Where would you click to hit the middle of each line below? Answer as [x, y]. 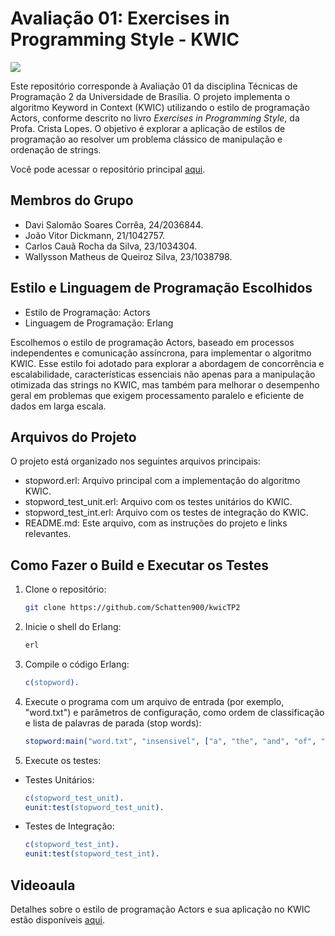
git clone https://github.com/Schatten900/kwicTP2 [132, 608]
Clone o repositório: [65, 589]
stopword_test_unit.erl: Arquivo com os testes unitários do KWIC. [158, 502]
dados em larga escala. [58, 406]
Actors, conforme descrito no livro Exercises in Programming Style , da [155, 118]
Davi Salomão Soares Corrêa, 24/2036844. [114, 224]
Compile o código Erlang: [77, 664]
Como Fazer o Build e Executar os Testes [140, 565]
